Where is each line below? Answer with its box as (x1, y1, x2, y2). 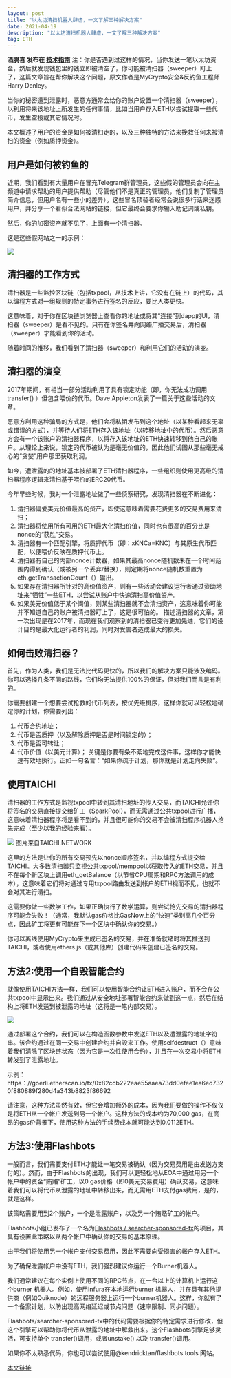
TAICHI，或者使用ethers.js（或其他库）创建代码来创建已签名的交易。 (7, 943, 202, 952)
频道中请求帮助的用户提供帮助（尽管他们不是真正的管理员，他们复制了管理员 (7, 187, 224, 195)
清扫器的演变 (7, 366, 62, 377)
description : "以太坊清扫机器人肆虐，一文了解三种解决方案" (7, 29, 162, 37)
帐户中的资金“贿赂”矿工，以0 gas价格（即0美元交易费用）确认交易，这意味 (7, 1177, 219, 1185)
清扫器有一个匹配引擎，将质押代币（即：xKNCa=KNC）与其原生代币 (16, 539, 211, 547)
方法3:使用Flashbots (7, 1140, 96, 1152)
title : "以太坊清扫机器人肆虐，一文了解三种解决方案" (7, 17, 143, 23)
